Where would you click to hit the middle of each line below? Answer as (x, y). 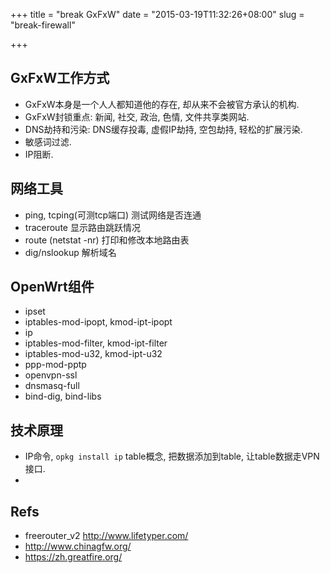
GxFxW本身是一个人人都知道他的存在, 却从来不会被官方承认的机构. (162, 104)
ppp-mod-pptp (55, 365)
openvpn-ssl (51, 375)
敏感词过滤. (48, 141)
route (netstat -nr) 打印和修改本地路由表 (107, 240)
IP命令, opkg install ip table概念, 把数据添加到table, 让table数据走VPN (172, 456)
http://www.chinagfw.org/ (78, 546)
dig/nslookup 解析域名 (70, 252)
